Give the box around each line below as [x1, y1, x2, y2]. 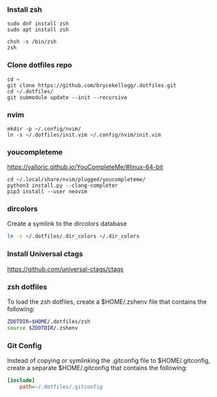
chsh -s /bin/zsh [7, 38, 57, 45]
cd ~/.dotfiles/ [7, 88, 54, 95]
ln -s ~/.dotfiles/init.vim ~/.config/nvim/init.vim [7, 131, 161, 138]
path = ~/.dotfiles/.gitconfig [19, 383, 103, 390]
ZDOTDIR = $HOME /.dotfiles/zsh [7, 318, 91, 325]
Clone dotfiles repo [7, 60, 72, 70]
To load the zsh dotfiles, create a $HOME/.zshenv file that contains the [7, 297, 207, 306]
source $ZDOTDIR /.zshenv [7, 324, 78, 331]
